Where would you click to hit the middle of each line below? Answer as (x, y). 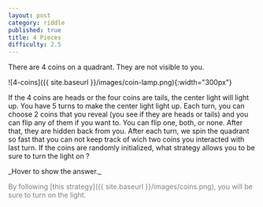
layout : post (30, 15)
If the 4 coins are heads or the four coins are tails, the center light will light (129, 98)
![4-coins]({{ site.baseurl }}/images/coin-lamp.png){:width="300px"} (120, 83)
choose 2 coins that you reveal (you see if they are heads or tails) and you (128, 114)
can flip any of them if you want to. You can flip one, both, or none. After (125, 123)
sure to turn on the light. (47, 195)
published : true (35, 30)
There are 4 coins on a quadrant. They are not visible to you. (106, 67)
